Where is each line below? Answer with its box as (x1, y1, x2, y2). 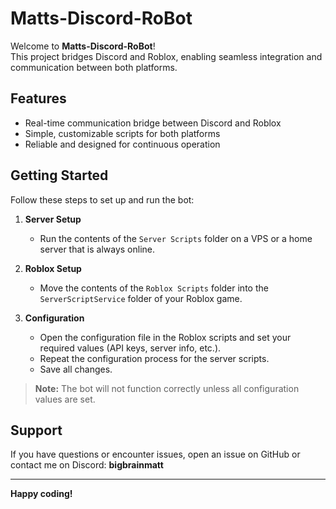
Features (10, 90, 67, 107)
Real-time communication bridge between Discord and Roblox (24, 117, 282, 129)
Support (10, 422, 63, 439)
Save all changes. (39, 363, 113, 375)
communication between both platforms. (10, 61, 178, 73)
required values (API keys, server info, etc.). (39, 342, 222, 354)
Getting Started (10, 167, 109, 184)
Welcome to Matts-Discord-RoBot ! (10, 40, 156, 52)
